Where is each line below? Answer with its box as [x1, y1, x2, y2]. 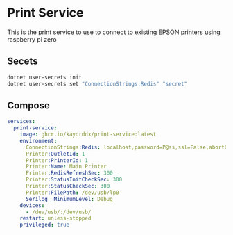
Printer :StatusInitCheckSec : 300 [25, 176, 123, 184]
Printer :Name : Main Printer [25, 163, 107, 170]
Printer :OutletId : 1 [25, 150, 85, 157]
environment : [19, 137, 58, 144]
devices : [19, 202, 45, 209]
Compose [7, 99, 50, 111]
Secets [7, 56, 38, 67]
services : [7, 118, 36, 125]
